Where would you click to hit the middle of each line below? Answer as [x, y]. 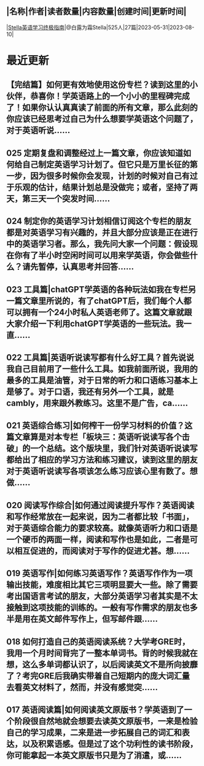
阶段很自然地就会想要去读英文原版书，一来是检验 [106, 721]
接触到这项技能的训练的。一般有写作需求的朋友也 [98, 608]
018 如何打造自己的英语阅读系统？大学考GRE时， [98, 642]
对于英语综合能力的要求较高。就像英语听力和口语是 [102, 528]
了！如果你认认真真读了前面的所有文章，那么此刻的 [102, 108]
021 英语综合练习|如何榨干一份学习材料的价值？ [96, 426]
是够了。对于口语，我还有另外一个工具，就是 [90, 392]
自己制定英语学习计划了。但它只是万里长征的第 [110, 164]
